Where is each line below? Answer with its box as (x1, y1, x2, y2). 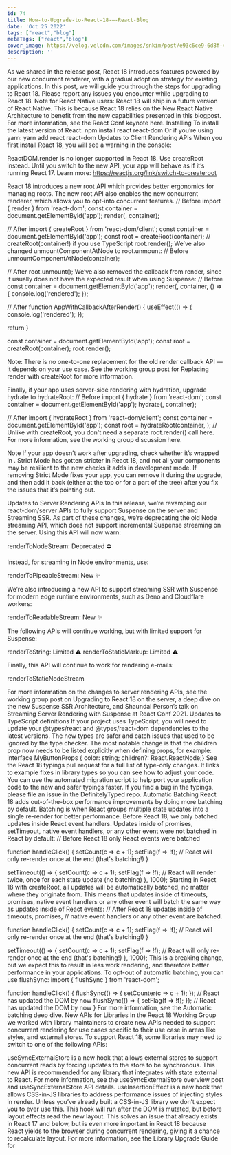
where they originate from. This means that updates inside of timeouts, (7, 890, 208, 898)
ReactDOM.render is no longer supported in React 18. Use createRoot (7, 154, 204, 162)
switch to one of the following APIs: (7, 1040, 108, 1048)
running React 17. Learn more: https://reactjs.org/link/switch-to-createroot (7, 168, 217, 177)
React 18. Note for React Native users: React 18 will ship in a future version (7, 97, 218, 105)
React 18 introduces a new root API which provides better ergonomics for (7, 182, 214, 190)
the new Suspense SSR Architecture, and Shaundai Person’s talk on (7, 702, 198, 710)
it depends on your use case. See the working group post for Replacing (7, 365, 210, 373)
